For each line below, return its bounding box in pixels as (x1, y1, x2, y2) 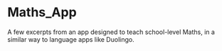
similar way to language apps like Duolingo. (7, 35, 134, 43)
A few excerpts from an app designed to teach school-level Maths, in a (7, 28, 216, 36)
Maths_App (7, 4, 77, 21)
